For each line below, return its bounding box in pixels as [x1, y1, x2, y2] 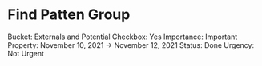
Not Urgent [7, 49, 45, 58]
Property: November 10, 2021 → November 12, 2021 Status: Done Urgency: [7, 40, 254, 49]
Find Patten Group [7, 6, 131, 24]
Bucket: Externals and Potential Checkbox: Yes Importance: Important [7, 32, 238, 41]
